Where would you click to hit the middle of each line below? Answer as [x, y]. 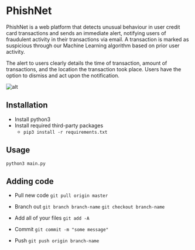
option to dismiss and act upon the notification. [63, 75]
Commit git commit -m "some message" [61, 230]
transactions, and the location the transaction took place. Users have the [94, 69]
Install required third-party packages [59, 125]
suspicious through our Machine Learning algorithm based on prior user [93, 46]
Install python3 [32, 119]
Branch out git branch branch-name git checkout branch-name [90, 207]
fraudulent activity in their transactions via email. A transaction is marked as [97, 39]
